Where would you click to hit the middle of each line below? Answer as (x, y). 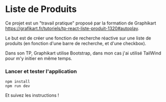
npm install (18, 82)
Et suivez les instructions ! (32, 95)
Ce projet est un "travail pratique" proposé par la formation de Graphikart (81, 23)
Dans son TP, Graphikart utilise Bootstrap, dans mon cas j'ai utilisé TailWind (83, 53)
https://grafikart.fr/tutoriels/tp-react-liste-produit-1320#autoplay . (72, 28)
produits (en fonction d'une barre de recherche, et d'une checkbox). (76, 43)
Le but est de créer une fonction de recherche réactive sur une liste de (78, 38)
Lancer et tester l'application (41, 71)
